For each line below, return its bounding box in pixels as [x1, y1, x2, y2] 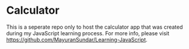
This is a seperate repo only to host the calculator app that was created [6, 23, 184, 30]
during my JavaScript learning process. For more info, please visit [6, 29, 170, 36]
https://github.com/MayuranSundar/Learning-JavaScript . [6, 36, 147, 43]
